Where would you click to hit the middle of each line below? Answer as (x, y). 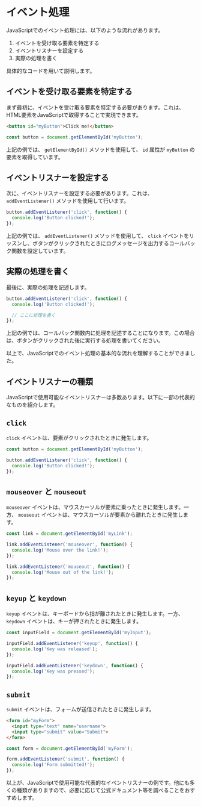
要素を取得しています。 (35, 157)
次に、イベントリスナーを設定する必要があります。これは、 (79, 193)
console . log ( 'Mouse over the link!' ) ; (60, 550)
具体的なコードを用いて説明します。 (51, 70)
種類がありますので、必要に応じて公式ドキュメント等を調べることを (100, 790)
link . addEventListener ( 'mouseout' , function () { (68, 567)
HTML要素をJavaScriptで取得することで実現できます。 (74, 114)
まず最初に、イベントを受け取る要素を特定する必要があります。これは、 (95, 107)
